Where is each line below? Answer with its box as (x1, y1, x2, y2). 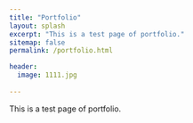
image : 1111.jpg (17, 70, 77, 80)
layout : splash (9, 21, 66, 30)
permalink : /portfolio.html (9, 46, 114, 55)
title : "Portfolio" (9, 12, 82, 22)
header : (9, 62, 38, 71)
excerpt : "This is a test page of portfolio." (9, 29, 185, 38)
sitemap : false (9, 37, 66, 47)
